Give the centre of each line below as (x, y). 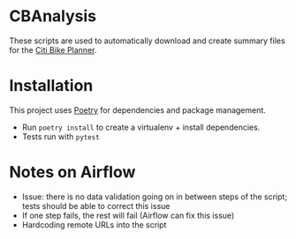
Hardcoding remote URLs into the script (94, 224)
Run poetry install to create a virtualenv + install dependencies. (141, 127)
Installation (51, 86)
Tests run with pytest (61, 136)
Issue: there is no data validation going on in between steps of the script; (155, 197)
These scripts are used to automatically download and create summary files (147, 41)
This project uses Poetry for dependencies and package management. (138, 110)
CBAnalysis (53, 16)
